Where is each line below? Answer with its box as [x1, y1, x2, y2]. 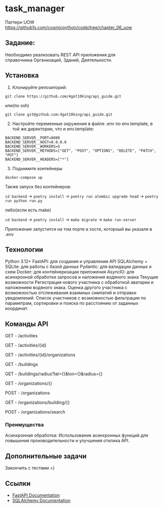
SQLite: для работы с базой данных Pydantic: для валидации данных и [5, 264, 152, 269]
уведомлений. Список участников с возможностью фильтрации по [5, 295, 146, 301]
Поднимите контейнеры [12, 165, 63, 171]
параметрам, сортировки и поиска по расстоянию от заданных [5, 300, 139, 306]
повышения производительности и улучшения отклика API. [5, 438, 130, 444]
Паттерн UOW [5, 19, 35, 25]
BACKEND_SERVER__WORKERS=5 [5, 144, 60, 149]
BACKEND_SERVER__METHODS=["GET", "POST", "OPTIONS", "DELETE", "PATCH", [5, 148, 157, 153]
